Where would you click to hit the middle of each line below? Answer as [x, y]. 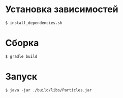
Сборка [22, 43]
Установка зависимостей [62, 9]
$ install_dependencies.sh [34, 23]
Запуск [21, 77]
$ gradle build [21, 56]
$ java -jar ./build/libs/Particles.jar [49, 90]
